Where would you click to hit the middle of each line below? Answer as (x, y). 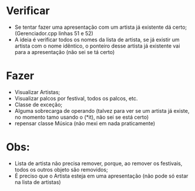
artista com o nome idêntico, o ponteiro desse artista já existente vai (97, 46)
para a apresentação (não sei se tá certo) (65, 52)
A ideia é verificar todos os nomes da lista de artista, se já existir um (97, 39)
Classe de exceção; (38, 105)
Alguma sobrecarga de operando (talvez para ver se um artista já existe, (102, 110)
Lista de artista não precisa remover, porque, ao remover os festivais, (98, 163)
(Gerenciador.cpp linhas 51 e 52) (54, 33)
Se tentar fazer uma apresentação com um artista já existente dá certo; (101, 27)
